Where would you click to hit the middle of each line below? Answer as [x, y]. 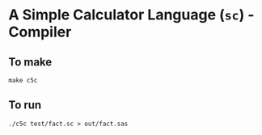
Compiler [40, 32]
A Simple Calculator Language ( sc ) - [131, 15]
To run [25, 105]
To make [30, 62]
